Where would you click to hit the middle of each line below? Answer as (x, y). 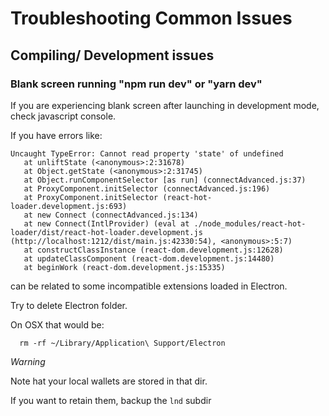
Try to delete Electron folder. (69, 305)
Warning (28, 361)
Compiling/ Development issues (112, 55)
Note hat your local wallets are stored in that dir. (109, 381)
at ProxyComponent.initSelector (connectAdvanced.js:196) (147, 188)
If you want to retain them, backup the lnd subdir (111, 400)
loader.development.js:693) (69, 206)
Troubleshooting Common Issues (151, 18)
